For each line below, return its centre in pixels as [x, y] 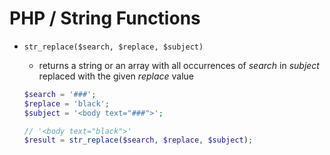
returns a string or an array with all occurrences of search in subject [179, 65]
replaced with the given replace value [116, 76]
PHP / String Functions [105, 18]
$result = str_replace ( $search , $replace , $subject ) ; [138, 140]
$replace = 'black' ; [66, 103]
